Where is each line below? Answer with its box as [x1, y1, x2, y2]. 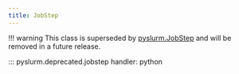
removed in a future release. [8, 41, 101, 51]
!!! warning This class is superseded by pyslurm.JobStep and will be [8, 33, 232, 43]
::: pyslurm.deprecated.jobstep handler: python [8, 57, 163, 66]
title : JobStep [8, 11, 59, 20]
